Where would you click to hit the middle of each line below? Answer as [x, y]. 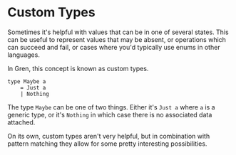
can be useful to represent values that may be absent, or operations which [117, 39]
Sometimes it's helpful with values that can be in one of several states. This [118, 32]
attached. [21, 122]
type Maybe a [27, 81]
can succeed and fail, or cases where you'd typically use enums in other [114, 47]
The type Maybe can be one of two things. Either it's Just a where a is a [111, 107]
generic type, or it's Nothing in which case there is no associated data [110, 114]
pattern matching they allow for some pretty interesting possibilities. [107, 144]
